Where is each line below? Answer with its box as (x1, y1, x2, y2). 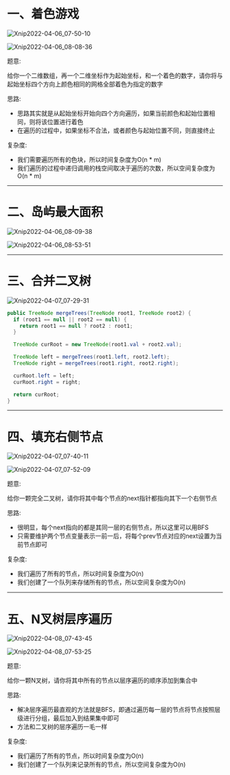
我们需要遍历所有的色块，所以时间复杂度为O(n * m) (16, 155, 162, 163)
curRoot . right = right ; (13, 379, 81, 385)
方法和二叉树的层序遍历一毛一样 (16, 723, 107, 731)
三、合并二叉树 (7, 274, 92, 289)
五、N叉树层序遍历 (7, 611, 113, 627)
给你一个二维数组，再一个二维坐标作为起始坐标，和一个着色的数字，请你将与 (7, 71, 223, 80)
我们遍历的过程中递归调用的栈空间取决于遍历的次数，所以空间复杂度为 (16, 164, 216, 172)
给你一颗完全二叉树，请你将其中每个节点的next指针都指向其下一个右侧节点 (7, 494, 218, 503)
